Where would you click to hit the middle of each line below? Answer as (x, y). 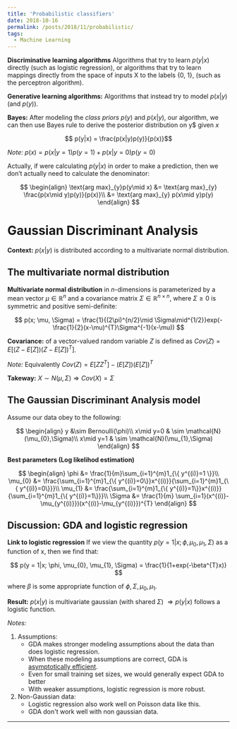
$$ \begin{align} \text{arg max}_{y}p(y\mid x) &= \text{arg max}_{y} (119, 187)
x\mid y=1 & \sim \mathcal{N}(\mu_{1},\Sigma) (146, 438)
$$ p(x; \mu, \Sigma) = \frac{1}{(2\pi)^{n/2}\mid (84, 320)
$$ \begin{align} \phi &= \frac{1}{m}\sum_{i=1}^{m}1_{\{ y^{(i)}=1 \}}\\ (119, 473)
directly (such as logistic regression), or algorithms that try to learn (104, 68)
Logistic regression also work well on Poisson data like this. (114, 704)
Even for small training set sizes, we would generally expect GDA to (126, 674)
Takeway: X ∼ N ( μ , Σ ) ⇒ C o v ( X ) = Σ (61, 378)
